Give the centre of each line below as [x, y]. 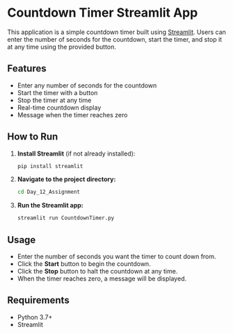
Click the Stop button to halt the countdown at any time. [97, 271]
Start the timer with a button [57, 92]
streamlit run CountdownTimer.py [66, 218]
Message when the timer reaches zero [72, 115]
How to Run [33, 137]
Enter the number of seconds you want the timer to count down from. [117, 256]
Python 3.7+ [35, 317]
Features [27, 68]
